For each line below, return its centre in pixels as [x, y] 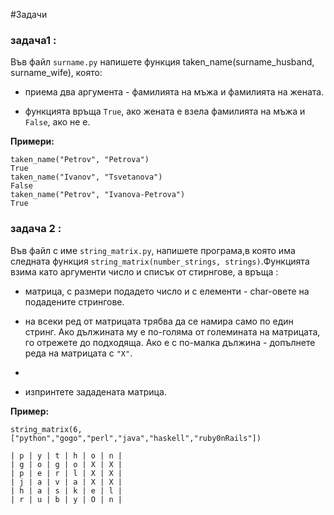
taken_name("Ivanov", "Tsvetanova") [86, 177]
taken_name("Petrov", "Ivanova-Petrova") [98, 195]
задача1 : [33, 40]
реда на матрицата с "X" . [78, 353]
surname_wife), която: [56, 73]
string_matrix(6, [46, 429]
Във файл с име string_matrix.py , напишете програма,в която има [153, 250]
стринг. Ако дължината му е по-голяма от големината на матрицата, [172, 331]
